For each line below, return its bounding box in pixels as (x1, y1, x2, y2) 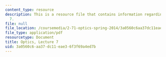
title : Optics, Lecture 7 (5, 40, 58, 45)
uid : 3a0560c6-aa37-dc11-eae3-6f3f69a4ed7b (5, 44, 96, 49)
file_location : (5, 26, 37, 31)
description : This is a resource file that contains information (5, 12, 142, 17)
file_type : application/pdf (5, 30, 63, 35)
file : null (5, 21, 28, 26)
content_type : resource (5, 7, 54, 12)
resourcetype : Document (5, 35, 54, 40)
